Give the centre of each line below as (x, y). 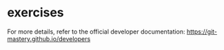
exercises (35, 13)
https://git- (202, 32)
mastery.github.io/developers (49, 38)
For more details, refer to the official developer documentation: (96, 32)
